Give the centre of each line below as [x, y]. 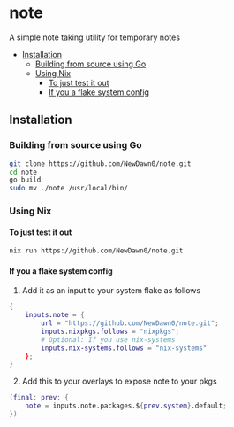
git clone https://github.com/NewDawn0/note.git [100, 163]
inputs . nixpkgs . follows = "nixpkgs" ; [110, 331]
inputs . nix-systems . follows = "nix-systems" [124, 348]
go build [25, 180]
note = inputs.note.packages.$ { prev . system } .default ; [126, 406]
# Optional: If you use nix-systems [108, 339]
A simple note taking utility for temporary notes [95, 37]
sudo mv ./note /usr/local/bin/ [68, 189]
